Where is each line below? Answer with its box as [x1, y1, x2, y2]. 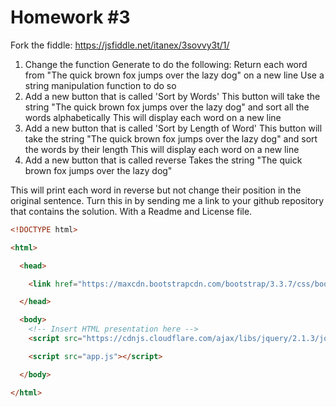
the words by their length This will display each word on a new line [24, 143, 300, 155]
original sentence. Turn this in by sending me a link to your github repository [10, 194, 325, 206]
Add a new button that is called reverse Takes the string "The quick [24, 154, 303, 166]
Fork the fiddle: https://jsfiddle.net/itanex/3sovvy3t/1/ [10, 39, 230, 51]
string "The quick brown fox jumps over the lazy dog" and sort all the [24, 101, 310, 113]
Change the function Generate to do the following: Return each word [24, 58, 308, 70]
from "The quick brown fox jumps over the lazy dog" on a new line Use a [24, 69, 325, 81]
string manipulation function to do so [24, 79, 177, 91]
